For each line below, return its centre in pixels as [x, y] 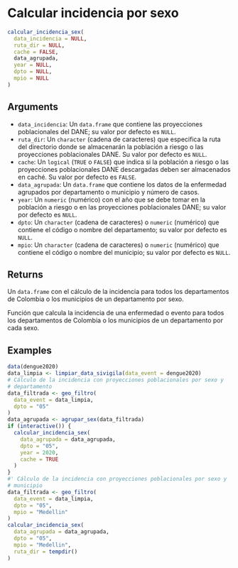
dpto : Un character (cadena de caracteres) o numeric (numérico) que [118, 222]
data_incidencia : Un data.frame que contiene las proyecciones [110, 124]
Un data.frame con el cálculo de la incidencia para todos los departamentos [118, 292]
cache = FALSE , [36, 52]
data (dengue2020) [33, 367]
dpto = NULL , [33, 72]
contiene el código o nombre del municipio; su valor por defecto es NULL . [124, 252]
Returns [26, 275]
